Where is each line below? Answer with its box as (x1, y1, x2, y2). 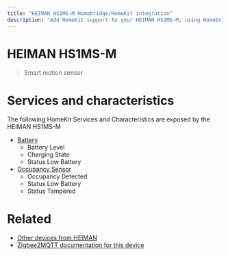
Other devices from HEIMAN (16, 234, 98, 242)
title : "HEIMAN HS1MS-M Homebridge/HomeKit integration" (7, 10, 173, 17)
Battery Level (27, 143, 65, 152)
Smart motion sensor (23, 69, 84, 77)
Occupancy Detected (27, 172, 88, 181)
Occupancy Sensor (16, 165, 72, 174)
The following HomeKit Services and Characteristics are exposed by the (7, 115, 211, 124)
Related (7, 211, 51, 226)
